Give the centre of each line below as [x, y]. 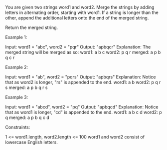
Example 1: [16, 37]
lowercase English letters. [32, 142]
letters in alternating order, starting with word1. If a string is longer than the [82, 12]
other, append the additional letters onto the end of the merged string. [77, 18]
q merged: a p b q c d [27, 117]
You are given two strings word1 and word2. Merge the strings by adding [80, 7]
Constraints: [18, 127]
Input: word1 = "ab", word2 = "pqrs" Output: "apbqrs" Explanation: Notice [81, 77]
